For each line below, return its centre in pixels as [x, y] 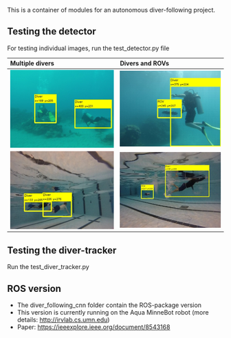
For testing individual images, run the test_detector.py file [88, 48]
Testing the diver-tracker [62, 250]
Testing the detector [52, 31]
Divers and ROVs [145, 63]
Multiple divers [32, 63]
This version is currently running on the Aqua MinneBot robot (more [113, 312]
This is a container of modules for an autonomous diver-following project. [111, 10]
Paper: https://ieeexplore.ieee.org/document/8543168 [93, 327]
